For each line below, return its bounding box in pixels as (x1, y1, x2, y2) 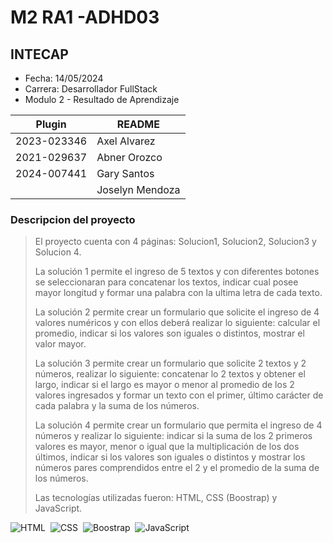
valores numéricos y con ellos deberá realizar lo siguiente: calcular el (34, 317, 321, 329)
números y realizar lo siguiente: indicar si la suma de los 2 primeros (34, 430, 313, 442)
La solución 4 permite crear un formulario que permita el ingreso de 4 (34, 419, 323, 431)
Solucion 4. (34, 246, 82, 258)
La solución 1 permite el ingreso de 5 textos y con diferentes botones (34, 266, 320, 278)
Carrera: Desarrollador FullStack (24, 83, 158, 95)
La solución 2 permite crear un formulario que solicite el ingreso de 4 (34, 306, 320, 318)
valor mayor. (34, 338, 87, 350)
